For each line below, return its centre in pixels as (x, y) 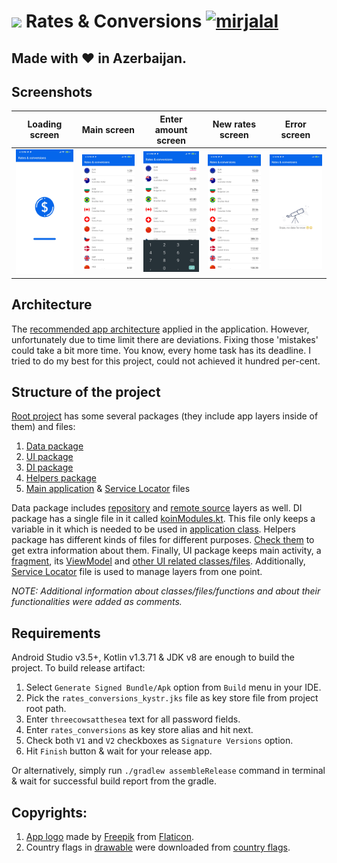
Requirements (56, 633)
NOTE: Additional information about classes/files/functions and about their (166, 591)
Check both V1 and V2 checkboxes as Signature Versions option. (159, 741)
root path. (46, 709)
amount (171, 129)
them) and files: (43, 427)
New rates (234, 124)
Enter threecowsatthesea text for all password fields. (133, 719)
